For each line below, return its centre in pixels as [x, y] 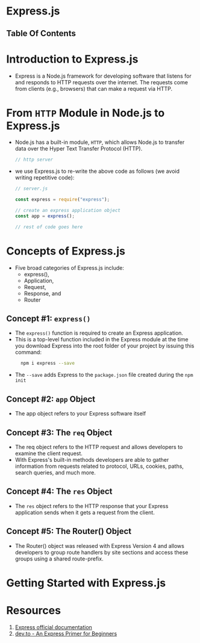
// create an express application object [67, 211]
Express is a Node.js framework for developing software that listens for [103, 76]
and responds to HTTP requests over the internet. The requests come [102, 82]
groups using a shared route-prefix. [59, 559]
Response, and [42, 293]
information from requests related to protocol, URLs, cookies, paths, [99, 466]
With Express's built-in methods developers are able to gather [92, 459]
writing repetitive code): [45, 178]
